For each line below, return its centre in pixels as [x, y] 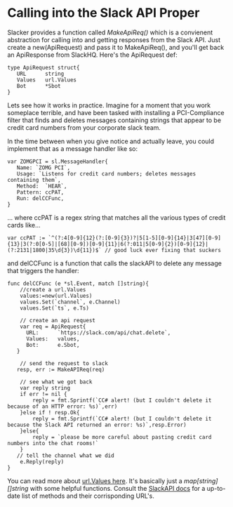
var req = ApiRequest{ [53, 327]
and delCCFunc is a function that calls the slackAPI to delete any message [115, 263]
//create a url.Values [53, 289]
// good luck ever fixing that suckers [162, 250]
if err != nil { [44, 394]
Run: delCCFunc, [40, 198]
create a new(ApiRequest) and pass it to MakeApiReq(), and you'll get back [116, 47]
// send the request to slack [64, 363]
